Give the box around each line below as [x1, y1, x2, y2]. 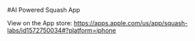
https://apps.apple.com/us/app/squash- [73, 19, 188, 27]
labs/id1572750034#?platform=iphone [7, 27, 116, 34]
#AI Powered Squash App [7, 6, 81, 14]
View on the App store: [7, 19, 73, 27]
